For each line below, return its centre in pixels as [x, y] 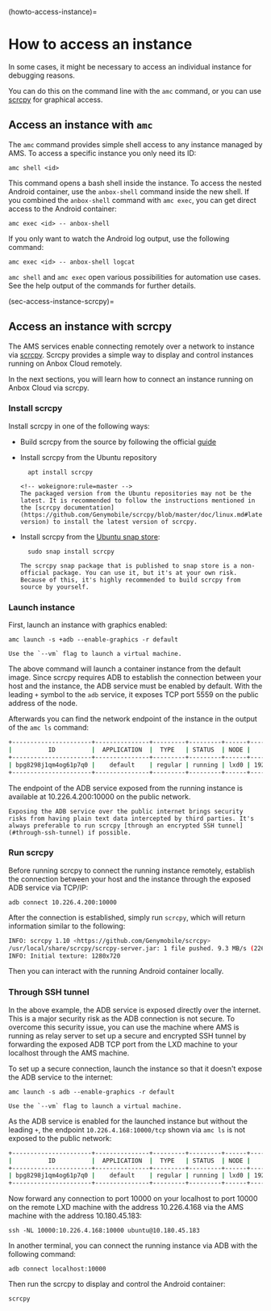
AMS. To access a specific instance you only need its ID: [102, 153]
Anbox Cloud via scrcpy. [49, 387]
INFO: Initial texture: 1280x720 [65, 956]
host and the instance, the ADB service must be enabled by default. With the [135, 686]
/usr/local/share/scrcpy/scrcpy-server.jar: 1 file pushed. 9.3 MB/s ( [131, 948]
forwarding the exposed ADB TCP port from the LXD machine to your [123, 1044]
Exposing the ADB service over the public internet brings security [126, 811]
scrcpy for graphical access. [56, 99]
